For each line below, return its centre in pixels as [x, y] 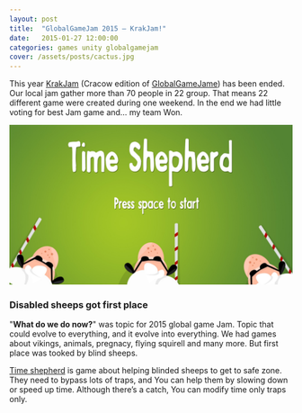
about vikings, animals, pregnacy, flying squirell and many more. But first [144, 343]
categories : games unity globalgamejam [84, 48]
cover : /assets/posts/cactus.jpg [72, 57]
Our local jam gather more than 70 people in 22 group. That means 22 [139, 94]
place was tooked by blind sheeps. [74, 353]
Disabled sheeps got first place [79, 304]
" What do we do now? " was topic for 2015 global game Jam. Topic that [142, 324]
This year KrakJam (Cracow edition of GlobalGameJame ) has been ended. [147, 84]
